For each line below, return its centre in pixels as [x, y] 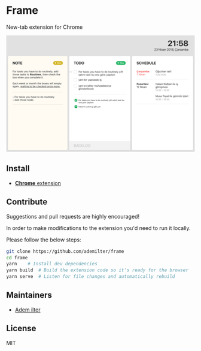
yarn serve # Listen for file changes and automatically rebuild [91, 277]
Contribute [27, 202]
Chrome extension [38, 183]
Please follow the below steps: [44, 240]
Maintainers [29, 295]
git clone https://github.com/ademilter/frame [65, 251]
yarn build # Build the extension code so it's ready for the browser [97, 270]
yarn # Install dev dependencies [52, 264]
